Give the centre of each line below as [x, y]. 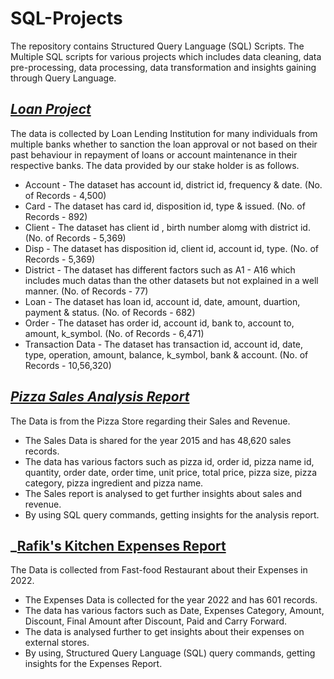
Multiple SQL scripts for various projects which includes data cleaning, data [166, 56]
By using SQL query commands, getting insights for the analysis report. [172, 514]
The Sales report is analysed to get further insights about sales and [163, 493]
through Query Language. [63, 78]
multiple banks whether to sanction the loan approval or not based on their [164, 144]
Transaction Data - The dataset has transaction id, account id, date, [164, 344]
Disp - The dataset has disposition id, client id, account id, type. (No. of [172, 248]
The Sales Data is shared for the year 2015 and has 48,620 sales [158, 440]
